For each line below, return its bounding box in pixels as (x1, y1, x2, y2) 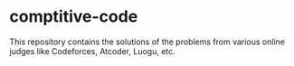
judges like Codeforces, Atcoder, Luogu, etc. (9, 45, 176, 56)
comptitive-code (9, 6, 138, 27)
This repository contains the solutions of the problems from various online (9, 36, 285, 47)
